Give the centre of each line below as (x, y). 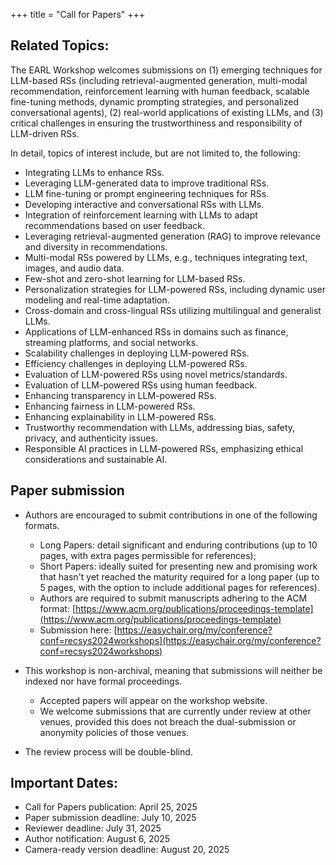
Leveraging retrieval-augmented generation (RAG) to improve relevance (172, 236)
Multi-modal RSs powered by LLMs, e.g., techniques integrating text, (166, 257)
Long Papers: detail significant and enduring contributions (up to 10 (178, 545)
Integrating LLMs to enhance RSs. (94, 172)
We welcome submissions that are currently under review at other (175, 711)
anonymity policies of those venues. (114, 732)
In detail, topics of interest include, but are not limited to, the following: (155, 153)
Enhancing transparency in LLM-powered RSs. (120, 395)
